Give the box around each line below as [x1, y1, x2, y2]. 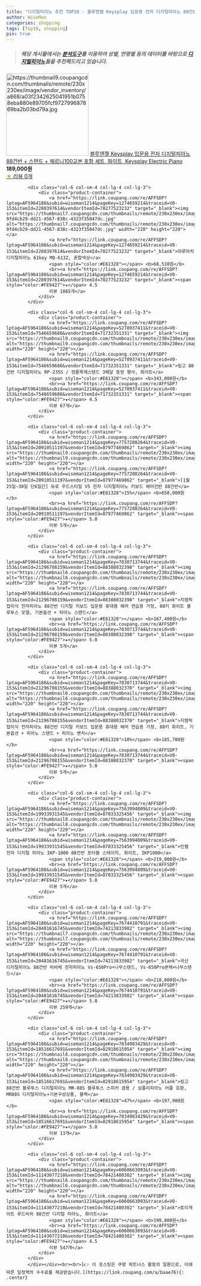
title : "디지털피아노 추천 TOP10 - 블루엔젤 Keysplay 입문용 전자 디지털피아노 [6, 8, 181, 15]
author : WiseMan [6, 14, 47, 20]
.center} [6, 1275, 28, 1281]
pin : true [6, 31, 31, 37]
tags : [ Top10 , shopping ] [6, 25, 68, 32]
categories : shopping [6, 20, 60, 26]
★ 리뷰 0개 [6, 173, 33, 180]
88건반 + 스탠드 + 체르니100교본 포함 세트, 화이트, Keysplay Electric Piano [6, 158, 183, 165]
